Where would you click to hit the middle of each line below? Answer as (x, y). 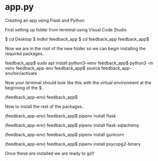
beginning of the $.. (25, 88)
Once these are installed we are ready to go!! (50, 153)
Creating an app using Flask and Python (45, 20)
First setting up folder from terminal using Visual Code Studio (66, 29)
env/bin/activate (21, 73)
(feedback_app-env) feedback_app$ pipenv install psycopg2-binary (73, 144)
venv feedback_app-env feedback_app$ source (53, 68)
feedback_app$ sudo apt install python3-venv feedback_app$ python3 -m (79, 63)
